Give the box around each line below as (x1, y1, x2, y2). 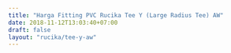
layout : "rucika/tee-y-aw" (8, 33, 97, 41)
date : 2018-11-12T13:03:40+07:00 (8, 19, 118, 26)
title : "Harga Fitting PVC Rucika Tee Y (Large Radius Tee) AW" (8, 11, 224, 19)
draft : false (8, 26, 51, 34)
